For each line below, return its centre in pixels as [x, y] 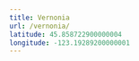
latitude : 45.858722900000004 [66, 34]
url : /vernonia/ [39, 26]
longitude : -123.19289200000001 [69, 43]
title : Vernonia [39, 17]
